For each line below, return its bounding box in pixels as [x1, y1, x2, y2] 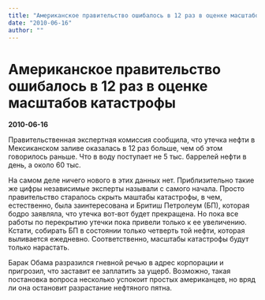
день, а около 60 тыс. [8, 160, 81, 170]
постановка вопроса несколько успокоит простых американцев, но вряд [8, 275, 256, 284]
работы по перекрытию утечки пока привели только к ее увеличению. [8, 218, 247, 227]
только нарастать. [8, 242, 69, 253]
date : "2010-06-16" [8, 19, 73, 27]
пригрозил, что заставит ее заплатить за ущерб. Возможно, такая [8, 266, 231, 276]
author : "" [8, 26, 44, 34]
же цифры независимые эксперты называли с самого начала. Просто [8, 184, 244, 193]
